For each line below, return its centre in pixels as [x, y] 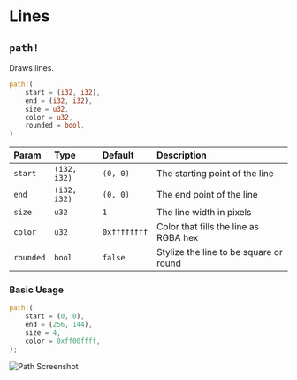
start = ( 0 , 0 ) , [55, 316]
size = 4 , [43, 333]
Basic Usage [37, 290]
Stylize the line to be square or [219, 252]
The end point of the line [207, 195]
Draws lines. [32, 68]
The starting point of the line [215, 174]
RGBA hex [177, 238]
